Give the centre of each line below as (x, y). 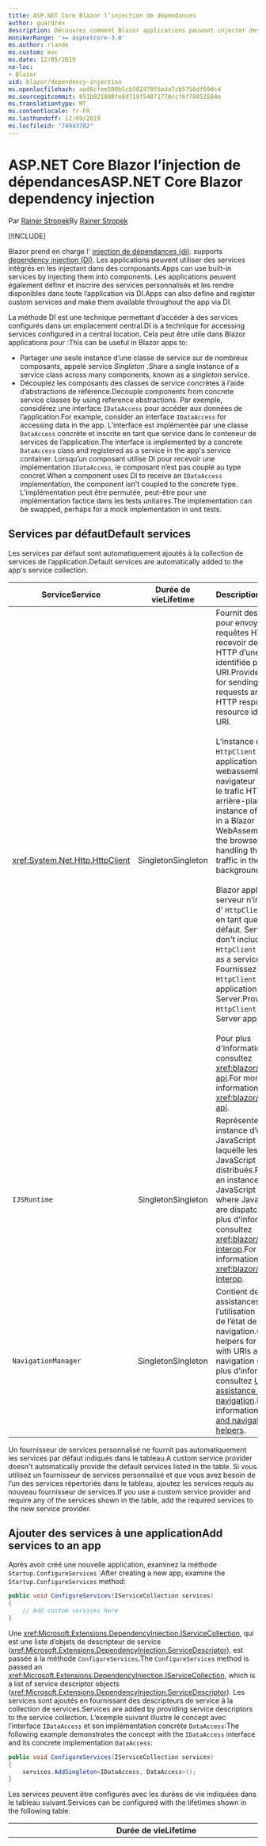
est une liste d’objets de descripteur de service (85, 1641)
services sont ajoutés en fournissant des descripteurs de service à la (121, 1700)
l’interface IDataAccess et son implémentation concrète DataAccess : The (124, 1726)
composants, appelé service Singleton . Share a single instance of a (129, 366)
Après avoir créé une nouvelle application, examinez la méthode (113, 1565)
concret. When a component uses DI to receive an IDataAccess (121, 475)
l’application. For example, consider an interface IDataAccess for (123, 416)
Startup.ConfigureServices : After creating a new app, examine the (117, 1573)
